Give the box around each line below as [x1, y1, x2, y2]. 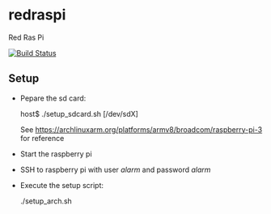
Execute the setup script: [19, 180, 104, 190]
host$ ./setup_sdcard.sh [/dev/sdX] [19, 109, 139, 118]
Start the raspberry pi [19, 148, 92, 159]
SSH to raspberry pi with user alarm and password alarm [19, 165, 211, 174]
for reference [19, 133, 65, 143]
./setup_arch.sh [19, 196, 73, 206]
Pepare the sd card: [19, 93, 87, 103]
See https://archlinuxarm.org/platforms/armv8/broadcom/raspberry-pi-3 [19, 124, 263, 135]
